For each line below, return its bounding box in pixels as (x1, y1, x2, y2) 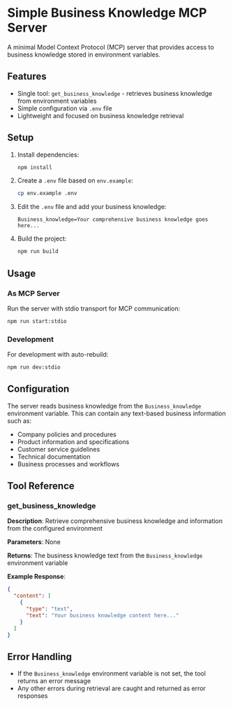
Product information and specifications (17, 437, 130, 445)
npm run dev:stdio (7, 364, 61, 371)
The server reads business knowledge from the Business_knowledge (7, 401, 202, 410)
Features (7, 71, 47, 83)
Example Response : (7, 572, 66, 581)
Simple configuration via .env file (17, 103, 113, 113)
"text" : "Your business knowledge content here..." (25, 612, 179, 619)
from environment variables (17, 97, 97, 105)
